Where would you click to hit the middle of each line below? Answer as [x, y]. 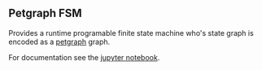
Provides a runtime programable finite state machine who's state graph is [131, 33]
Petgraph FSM [46, 13]
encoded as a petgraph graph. [59, 42]
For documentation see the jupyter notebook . [84, 57]
